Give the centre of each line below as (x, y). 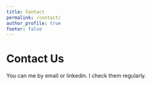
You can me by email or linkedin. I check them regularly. (76, 76)
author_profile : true (34, 23)
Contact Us (35, 59)
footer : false (24, 29)
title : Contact (26, 12)
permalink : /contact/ (34, 18)
